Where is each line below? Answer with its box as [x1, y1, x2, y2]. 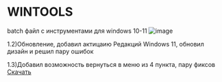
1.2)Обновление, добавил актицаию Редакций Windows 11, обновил [7, 40, 204, 48]
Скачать [7, 68, 32, 76]
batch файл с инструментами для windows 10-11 [7, 27, 147, 35]
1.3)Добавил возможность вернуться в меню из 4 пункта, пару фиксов [7, 60, 216, 68]
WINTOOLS [7, 4, 73, 20]
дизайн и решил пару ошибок [7, 47, 94, 55]
